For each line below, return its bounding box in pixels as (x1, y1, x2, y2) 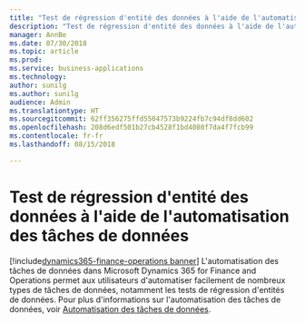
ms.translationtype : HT (9, 106, 100, 115)
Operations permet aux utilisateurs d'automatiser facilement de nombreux (9, 274, 286, 286)
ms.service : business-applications (9, 64, 144, 73)
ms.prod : (9, 55, 43, 64)
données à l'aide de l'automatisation (9, 206, 290, 227)
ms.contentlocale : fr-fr (9, 132, 103, 141)
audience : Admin (9, 97, 71, 107)
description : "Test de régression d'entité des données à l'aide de (9, 22, 274, 31)
